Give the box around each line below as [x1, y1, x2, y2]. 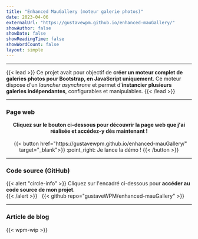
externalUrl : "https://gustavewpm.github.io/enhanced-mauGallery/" [6, 19, 176, 25]
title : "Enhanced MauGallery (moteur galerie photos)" [6, 8, 144, 15]
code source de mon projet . [6, 186, 75, 194]
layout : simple [6, 47, 44, 53]
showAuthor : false [6, 25, 51, 31]
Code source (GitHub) [6, 166, 70, 175]
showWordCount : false [6, 42, 60, 48]
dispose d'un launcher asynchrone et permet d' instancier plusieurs [6, 81, 172, 89]
